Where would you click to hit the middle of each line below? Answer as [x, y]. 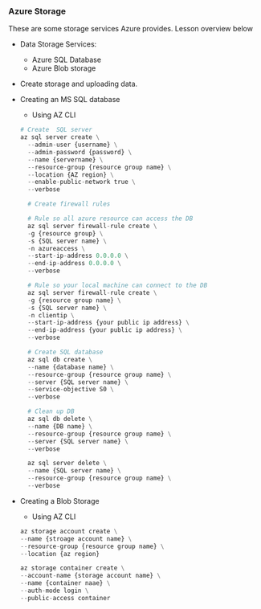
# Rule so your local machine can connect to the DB [118, 286]
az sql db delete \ [60, 419]
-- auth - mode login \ [54, 591]
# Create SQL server [56, 130]
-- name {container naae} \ [65, 583]
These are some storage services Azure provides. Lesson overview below [130, 29]
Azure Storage [37, 11]
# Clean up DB [51, 411]
